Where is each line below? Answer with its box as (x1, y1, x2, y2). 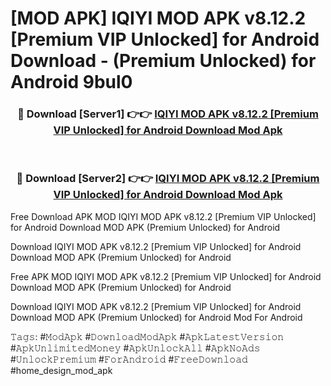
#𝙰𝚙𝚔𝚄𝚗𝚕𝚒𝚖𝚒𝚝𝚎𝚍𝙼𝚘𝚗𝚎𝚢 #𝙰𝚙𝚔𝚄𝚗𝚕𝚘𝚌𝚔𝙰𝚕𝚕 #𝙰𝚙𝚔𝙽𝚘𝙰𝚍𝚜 (10, 342, 261, 354)
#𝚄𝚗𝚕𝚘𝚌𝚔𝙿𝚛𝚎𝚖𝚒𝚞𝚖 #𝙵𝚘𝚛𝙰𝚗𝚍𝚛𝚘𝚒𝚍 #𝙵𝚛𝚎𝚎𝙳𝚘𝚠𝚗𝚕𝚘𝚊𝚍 (10, 353, 248, 365)
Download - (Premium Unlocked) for (10, 50, 317, 72)
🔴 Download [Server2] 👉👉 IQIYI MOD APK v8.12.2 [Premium (16, 172, 320, 186)
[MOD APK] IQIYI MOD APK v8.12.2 (10, 7, 307, 30)
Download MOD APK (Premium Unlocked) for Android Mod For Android (10, 311, 303, 323)
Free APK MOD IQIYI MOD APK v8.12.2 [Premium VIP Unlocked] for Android (10, 270, 322, 282)
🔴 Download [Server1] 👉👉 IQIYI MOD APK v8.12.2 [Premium (17, 107, 319, 121)
